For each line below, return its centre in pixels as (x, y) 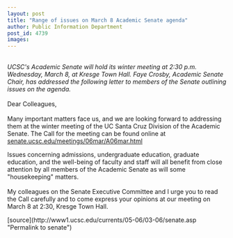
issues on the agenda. (39, 89)
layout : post (26, 14)
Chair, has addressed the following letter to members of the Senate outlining (117, 82)
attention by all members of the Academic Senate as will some (96, 170)
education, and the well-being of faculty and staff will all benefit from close (115, 162)
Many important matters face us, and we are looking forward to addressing (114, 119)
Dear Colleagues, (32, 104)
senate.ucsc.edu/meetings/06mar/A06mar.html (75, 141)
